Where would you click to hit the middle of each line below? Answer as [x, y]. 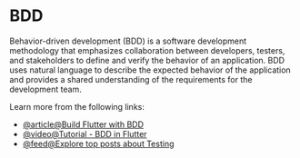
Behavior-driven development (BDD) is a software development [128, 41]
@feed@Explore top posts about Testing [98, 143]
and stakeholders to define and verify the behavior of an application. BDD [147, 60]
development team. [45, 89]
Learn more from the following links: [77, 106]
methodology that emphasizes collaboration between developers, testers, [147, 50]
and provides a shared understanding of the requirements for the [131, 79]
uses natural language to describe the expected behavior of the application [150, 70]
